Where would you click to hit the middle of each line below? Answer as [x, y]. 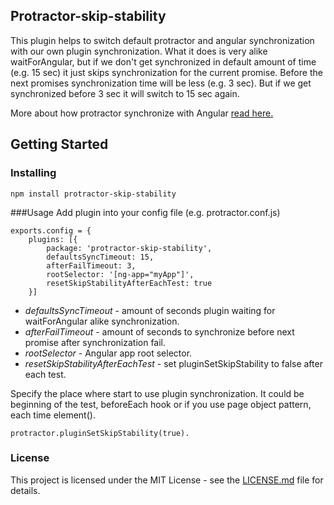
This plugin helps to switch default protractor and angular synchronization [162, 40]
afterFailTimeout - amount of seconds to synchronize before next [159, 331]
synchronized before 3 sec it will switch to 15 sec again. [125, 93]
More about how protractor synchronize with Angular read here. [142, 113]
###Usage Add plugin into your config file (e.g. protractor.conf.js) [145, 212]
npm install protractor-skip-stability [93, 194]
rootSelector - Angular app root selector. [108, 353]
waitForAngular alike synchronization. [102, 321]
